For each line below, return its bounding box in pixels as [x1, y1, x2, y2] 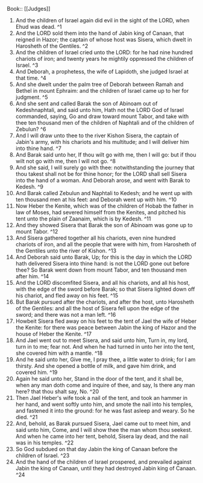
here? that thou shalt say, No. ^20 [15, 388, 99, 395]
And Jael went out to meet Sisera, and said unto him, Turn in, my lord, [15, 337, 189, 344]
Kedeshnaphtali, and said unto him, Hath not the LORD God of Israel [15, 107, 184, 113]
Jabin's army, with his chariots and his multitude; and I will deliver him [15, 139, 189, 145]
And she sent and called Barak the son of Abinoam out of [15, 100, 158, 107]
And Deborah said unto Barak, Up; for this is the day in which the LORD [15, 254, 192, 261]
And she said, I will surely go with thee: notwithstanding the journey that [15, 164, 195, 171]
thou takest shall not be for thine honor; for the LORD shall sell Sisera [15, 170, 187, 177]
